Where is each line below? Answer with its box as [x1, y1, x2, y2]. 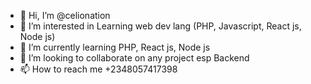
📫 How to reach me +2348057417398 [19, 63, 178, 75]
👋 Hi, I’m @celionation [19, 10, 111, 21]
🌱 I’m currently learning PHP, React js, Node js [19, 41, 211, 53]
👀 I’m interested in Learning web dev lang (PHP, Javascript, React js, [19, 20, 302, 32]
